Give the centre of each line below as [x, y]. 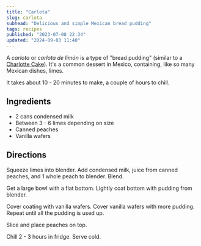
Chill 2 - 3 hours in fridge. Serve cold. [54, 236]
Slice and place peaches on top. [47, 225]
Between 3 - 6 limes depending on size [64, 123]
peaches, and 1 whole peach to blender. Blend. [65, 176]
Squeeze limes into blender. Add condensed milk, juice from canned [92, 170]
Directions [27, 155]
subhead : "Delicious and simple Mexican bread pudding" [79, 23]
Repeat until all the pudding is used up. [55, 213]
